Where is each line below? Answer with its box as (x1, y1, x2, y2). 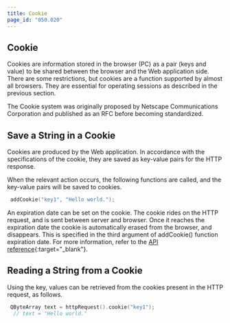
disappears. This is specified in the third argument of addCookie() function (7, 230, 218, 239)
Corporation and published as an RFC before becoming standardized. (7, 110, 204, 118)
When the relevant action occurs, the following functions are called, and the (7, 176, 222, 184)
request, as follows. (7, 290, 63, 298)
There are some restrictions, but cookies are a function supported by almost (7, 75, 223, 83)
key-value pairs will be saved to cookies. (7, 183, 122, 191)
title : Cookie (7, 10, 48, 17)
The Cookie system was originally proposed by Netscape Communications (7, 102, 218, 110)
